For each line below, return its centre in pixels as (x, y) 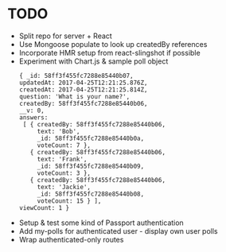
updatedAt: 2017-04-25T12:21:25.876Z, (83, 83)
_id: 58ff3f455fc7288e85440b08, (91, 194)
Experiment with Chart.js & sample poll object (94, 61)
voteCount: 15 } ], (69, 201)
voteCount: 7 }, (64, 145)
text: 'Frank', (62, 159)
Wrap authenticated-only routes (71, 239)
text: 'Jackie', (64, 187)
